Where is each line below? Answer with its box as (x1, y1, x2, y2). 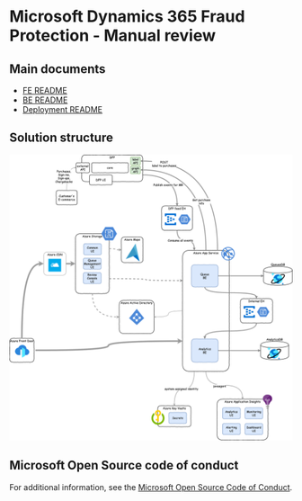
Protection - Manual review (9, 25, 217, 46)
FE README (22, 85, 67, 95)
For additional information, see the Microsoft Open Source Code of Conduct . (9, 481, 293, 492)
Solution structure (9, 130, 114, 146)
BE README (22, 94, 68, 105)
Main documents (9, 61, 106, 76)
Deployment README (22, 104, 103, 114)
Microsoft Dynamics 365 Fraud (9, 6, 245, 27)
